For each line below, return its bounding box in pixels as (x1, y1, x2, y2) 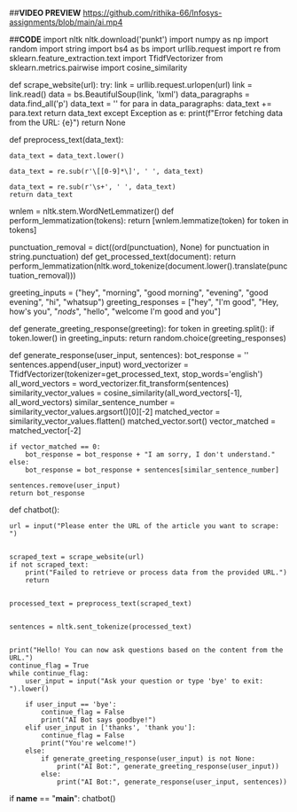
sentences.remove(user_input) (9, 481, 121, 490)
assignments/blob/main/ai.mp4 (9, 17, 123, 27)
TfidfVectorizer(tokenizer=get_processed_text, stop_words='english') (9, 369, 263, 379)
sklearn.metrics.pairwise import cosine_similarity (9, 62, 188, 73)
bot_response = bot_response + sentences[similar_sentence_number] (25, 465, 279, 474)
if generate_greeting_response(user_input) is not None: (41, 754, 255, 763)
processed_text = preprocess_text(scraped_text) (9, 599, 192, 608)
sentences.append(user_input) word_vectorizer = (9, 359, 189, 370)
